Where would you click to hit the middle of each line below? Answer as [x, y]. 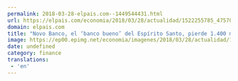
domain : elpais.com [36, 27]
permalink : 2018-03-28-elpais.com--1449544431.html [85, 14]
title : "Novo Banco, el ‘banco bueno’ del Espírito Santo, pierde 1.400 [117, 33]
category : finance [34, 54]
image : [17, 40]
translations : [28, 60]
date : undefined [31, 46]
